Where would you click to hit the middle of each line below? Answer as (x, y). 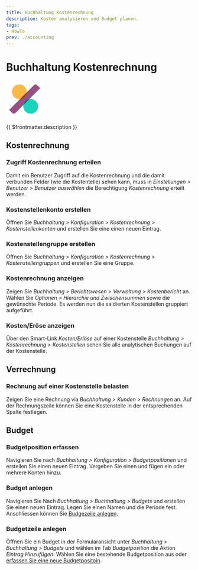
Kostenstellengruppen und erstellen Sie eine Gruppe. (70, 263)
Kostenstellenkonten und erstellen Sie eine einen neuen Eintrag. (84, 229)
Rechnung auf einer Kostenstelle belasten (67, 386)
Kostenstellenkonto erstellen (48, 209)
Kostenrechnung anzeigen (45, 278)
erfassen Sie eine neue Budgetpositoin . (54, 560)
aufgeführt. (20, 310)
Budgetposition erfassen (43, 447)
